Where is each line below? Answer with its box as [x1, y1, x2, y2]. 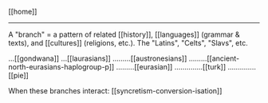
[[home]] [8, 7, 37, 16]
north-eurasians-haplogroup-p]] [8, 62, 115, 71]
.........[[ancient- [188, 53, 240, 63]
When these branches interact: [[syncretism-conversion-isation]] [8, 86, 223, 95]
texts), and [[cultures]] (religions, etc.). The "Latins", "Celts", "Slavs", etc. [8, 38, 249, 47]
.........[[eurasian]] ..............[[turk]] [116, 62, 227, 71]
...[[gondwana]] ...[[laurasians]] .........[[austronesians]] [8, 53, 187, 63]
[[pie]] [8, 71, 30, 80]
